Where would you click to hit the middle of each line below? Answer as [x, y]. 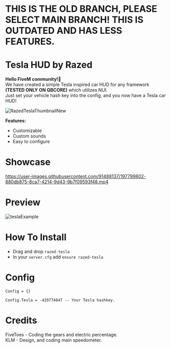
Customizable [27, 130]
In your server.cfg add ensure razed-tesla [58, 257]
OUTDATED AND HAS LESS [64, 31]
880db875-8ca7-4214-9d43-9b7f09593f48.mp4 [57, 182]
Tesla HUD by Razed [49, 65]
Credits [21, 321]
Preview [23, 202]
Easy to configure [31, 142]
